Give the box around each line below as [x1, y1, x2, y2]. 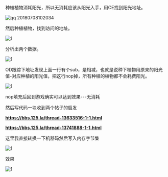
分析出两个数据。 [5, 46, 41, 52]
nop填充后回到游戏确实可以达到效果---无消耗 [5, 94, 101, 99]
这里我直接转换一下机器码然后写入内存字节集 [5, 135, 100, 141]
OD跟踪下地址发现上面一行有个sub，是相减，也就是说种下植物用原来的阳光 [5, 67, 163, 72]
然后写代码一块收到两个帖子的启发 [5, 105, 77, 111]
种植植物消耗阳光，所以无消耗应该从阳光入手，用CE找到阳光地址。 [5, 5, 146, 10]
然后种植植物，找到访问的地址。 [5, 25, 73, 31]
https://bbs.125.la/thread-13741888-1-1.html [5, 124, 102, 131]
